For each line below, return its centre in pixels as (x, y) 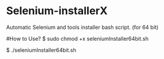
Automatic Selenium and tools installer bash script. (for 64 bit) (83, 27)
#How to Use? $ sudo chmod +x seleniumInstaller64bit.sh (78, 38)
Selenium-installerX (57, 11)
